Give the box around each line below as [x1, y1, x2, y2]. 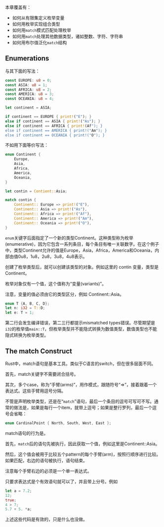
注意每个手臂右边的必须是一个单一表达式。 [5, 468, 92, 474]
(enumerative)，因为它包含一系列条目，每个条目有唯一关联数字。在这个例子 [5, 241, 160, 247]
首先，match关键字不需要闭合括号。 [5, 371, 79, 377]
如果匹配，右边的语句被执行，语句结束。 [5, 457, 87, 463]
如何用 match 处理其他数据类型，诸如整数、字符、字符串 [12, 34, 123, 39]
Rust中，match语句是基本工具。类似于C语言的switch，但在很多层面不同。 [5, 361, 156, 367]
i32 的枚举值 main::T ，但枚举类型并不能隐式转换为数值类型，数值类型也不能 [5, 326, 157, 332]
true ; [5, 497, 16, 503]
